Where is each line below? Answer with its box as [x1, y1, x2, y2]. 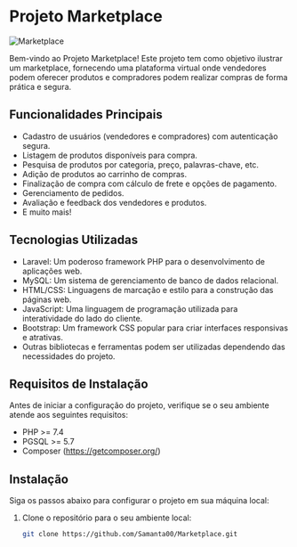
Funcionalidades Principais [9, 107, 163, 122]
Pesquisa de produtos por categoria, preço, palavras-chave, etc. [21, 159, 260, 170]
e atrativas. [21, 331, 64, 342]
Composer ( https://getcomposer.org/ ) [21, 445, 162, 456]
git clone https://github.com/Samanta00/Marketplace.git [21, 530, 238, 539]
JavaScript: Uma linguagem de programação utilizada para [21, 303, 238, 314]
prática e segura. [9, 81, 72, 92]
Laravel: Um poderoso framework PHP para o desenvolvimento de [21, 256, 265, 266]
